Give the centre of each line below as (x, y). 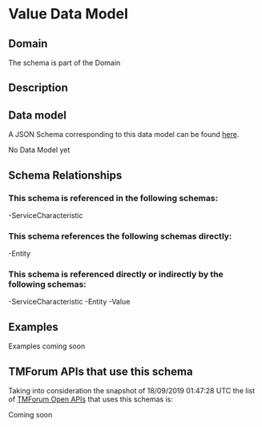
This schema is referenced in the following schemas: (113, 198)
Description (38, 88)
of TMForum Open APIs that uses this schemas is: (91, 399)
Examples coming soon (47, 346)
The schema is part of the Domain (64, 62)
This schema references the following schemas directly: (120, 236)
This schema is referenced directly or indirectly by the (116, 275)
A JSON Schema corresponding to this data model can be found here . (124, 135)
